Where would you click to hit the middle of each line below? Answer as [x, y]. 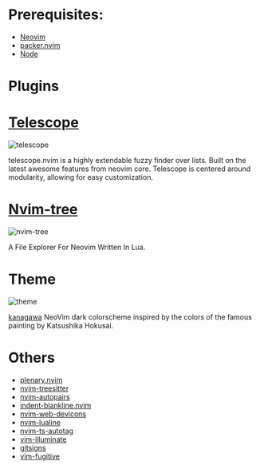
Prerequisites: [56, 15]
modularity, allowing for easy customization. [81, 177]
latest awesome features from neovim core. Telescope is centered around [130, 169]
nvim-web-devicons [53, 414]
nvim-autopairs [45, 396]
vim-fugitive [39, 456]
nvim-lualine [40, 422]
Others [32, 358]
